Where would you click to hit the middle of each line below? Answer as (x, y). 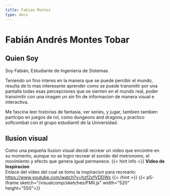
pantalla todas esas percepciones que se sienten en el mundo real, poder (82, 91)
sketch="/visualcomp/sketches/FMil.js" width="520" (75, 183)
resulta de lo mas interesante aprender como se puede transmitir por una (81, 86)
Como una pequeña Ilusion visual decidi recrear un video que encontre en (82, 150)
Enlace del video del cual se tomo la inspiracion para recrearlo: (71, 172)
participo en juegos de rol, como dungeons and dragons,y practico (75, 117)
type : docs (17, 15)
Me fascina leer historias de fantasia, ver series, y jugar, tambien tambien (81, 111)
